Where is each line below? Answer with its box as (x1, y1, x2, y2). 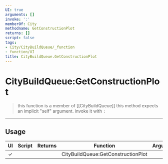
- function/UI (5, 49, 35, 54)
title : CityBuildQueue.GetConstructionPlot (5, 54, 97, 59)
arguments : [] (5, 12, 35, 17)
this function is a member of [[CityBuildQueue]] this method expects (17, 103, 158, 109)
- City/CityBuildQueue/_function (5, 45, 75, 50)
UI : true (5, 7, 23, 13)
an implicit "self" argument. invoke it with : (17, 108, 106, 114)
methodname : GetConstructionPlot (5, 26, 75, 31)
